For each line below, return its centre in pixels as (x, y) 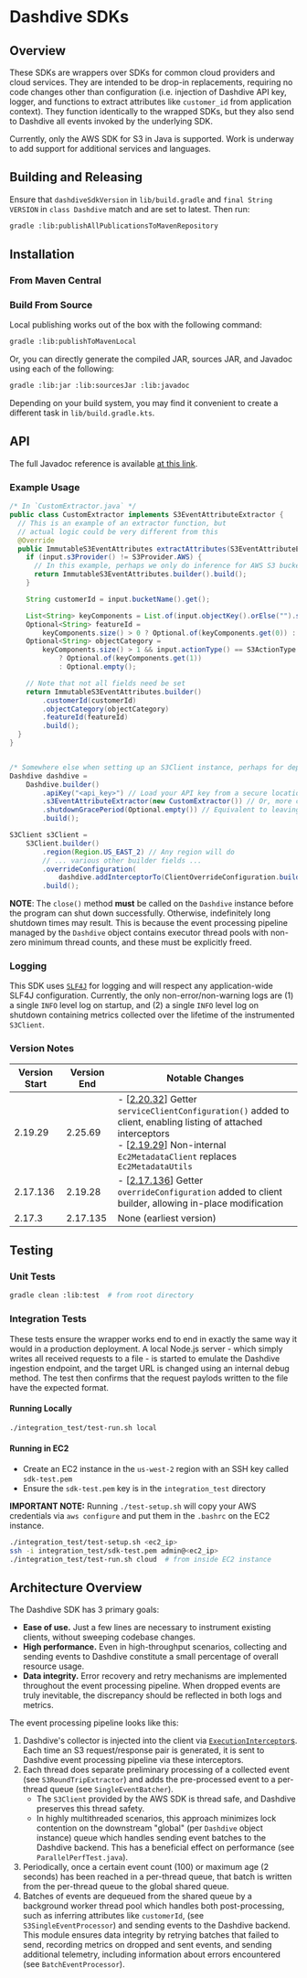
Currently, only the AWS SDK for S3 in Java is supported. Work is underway (152, 139)
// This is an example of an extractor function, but (122, 523)
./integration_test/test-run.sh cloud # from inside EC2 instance (141, 1559)
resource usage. (53, 1666)
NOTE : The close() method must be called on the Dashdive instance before (152, 904)
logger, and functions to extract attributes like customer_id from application (151, 102)
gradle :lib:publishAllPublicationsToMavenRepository (114, 226)
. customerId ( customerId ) (90, 700)
